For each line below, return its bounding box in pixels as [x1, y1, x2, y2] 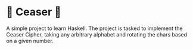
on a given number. [6, 37, 54, 44]
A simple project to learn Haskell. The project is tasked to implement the [6, 25, 183, 32]
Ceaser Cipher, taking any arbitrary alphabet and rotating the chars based [6, 31, 188, 38]
